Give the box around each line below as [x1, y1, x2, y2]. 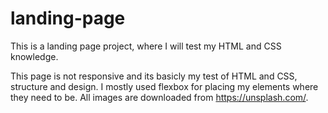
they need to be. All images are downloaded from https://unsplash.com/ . [10, 91, 309, 103]
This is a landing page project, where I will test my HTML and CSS [10, 40, 282, 52]
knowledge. [10, 50, 59, 62]
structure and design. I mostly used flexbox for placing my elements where [10, 80, 319, 92]
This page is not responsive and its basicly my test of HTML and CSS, [10, 70, 298, 82]
